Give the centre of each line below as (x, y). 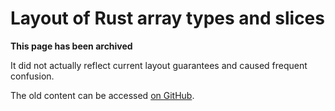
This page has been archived (71, 46)
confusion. (32, 76)
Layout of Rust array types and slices (167, 18)
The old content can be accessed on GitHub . (102, 95)
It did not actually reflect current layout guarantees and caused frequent (159, 65)
